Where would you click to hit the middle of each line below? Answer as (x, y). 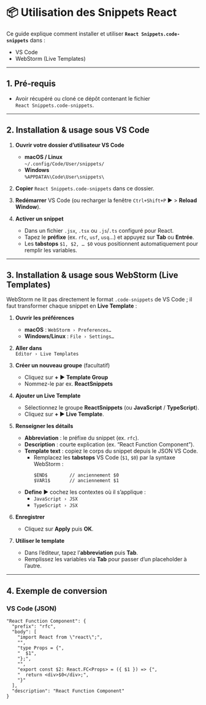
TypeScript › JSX (55, 506)
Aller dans (29, 348)
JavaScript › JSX (55, 499)
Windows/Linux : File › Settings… (69, 337)
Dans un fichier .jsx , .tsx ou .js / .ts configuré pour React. (99, 230)
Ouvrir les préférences (45, 318)
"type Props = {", (41, 648)
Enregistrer (30, 517)
